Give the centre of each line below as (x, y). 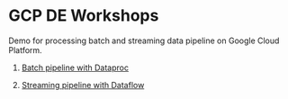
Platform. (25, 49)
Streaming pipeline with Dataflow (83, 85)
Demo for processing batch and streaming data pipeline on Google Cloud (144, 40)
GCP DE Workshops (84, 16)
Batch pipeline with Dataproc (75, 67)
